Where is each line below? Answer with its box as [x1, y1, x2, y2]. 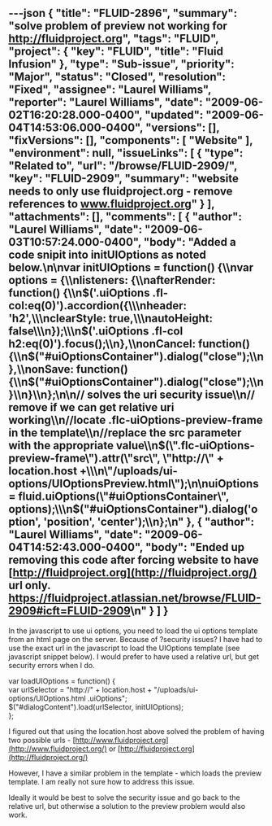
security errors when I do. [8, 660, 95, 670]
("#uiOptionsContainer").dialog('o [80, 502, 258, 516]
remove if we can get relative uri [8, 400, 175, 414]
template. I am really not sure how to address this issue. [8, 776, 195, 786]
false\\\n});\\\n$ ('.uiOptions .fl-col [8, 325, 183, 339]
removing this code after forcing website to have [8, 553, 260, 567]
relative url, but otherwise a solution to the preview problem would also [8, 801, 246, 811]
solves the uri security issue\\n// [86, 388, 256, 402]
